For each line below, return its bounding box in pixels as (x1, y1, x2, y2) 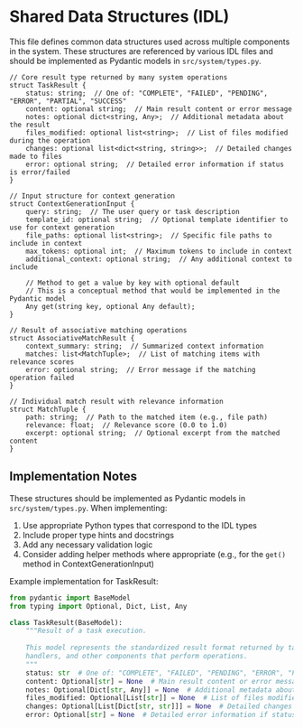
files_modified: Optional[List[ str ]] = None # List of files (25, 694, 264, 703)
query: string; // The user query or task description (25, 207, 241, 216)
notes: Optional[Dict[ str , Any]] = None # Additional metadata (25, 685, 272, 695)
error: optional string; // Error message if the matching (25, 365, 256, 374)
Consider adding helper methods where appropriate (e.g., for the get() (22, 548, 287, 559)
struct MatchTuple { (9, 405, 87, 414)
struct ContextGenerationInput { (9, 199, 135, 209)
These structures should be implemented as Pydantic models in (9, 492, 246, 503)
